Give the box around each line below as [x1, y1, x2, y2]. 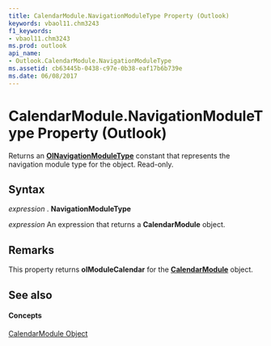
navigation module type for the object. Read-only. [8, 159, 174, 169]
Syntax [8, 183, 45, 196]
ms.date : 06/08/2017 [8, 72, 78, 80]
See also [8, 288, 53, 302]
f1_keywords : [8, 27, 53, 35]
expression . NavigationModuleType [8, 204, 132, 214]
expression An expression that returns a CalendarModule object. [8, 220, 226, 230]
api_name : [8, 49, 42, 57]
